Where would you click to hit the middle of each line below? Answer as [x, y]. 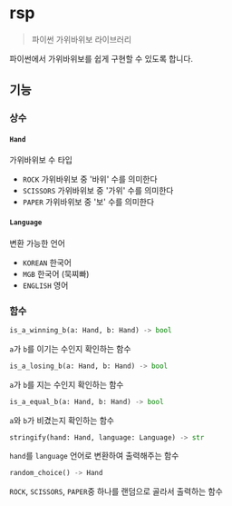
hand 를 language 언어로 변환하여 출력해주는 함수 [94, 456]
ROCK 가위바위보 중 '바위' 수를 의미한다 [90, 179]
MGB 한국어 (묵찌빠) [56, 273]
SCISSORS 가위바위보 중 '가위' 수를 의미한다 [98, 191]
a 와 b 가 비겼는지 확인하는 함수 [62, 420]
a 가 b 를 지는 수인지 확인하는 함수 [67, 384]
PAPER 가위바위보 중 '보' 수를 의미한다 [88, 202]
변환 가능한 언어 [38, 243]
